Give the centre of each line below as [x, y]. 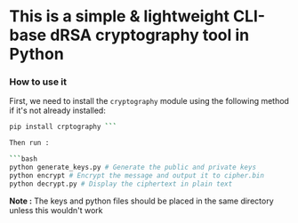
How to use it [38, 82]
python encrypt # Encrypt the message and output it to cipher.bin [137, 175]
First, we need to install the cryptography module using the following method [149, 101]
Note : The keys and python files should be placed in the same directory [141, 201]
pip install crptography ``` [63, 127]
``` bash [24, 159]
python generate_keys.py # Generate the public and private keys [133, 167]
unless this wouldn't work [56, 210]
